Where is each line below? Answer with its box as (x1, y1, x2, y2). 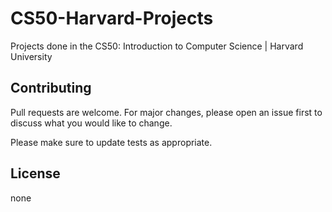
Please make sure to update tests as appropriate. (10, 136, 213, 148)
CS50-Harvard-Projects (10, 7, 214, 30)
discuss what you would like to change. (10, 117, 173, 129)
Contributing (10, 80, 92, 97)
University (10, 50, 53, 62)
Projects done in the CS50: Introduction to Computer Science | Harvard (10, 40, 304, 52)
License (10, 165, 61, 182)
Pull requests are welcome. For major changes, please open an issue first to (10, 106, 323, 118)
